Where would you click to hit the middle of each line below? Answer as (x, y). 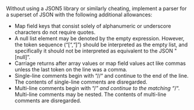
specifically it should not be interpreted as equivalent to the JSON (94, 51)
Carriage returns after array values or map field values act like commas (100, 63)
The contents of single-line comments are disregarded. (81, 82)
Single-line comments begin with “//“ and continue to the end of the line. (101, 76)
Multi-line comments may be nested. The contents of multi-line (90, 94)
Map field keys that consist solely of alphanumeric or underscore (93, 26)
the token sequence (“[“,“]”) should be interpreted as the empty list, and (101, 44)
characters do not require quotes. (55, 32)
